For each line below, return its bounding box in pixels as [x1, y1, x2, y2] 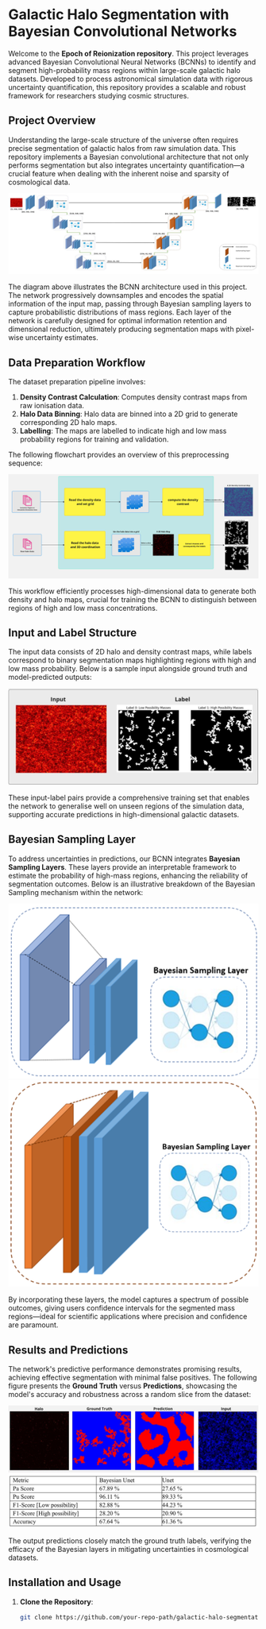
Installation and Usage [8, 1576, 121, 1589]
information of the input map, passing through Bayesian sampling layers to [8, 299, 252, 309]
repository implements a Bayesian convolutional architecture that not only [8, 152, 249, 161]
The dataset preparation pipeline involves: [8, 376, 146, 386]
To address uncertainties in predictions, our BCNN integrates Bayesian [8, 854, 241, 863]
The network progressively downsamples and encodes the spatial [8, 291, 224, 300]
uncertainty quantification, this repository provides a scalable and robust [8, 82, 246, 92]
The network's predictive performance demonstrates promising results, [8, 1365, 242, 1374]
